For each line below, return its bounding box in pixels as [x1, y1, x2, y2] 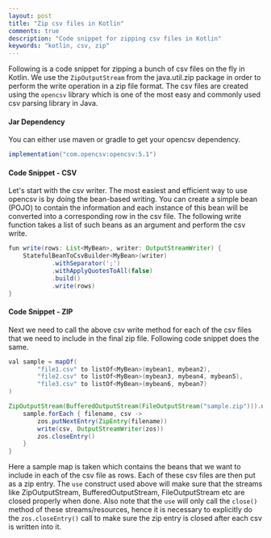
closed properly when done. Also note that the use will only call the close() [8, 496, 258, 506]
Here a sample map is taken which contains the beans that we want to [8, 462, 241, 472]
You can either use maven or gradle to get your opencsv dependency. [8, 135, 240, 145]
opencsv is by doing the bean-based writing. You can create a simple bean [8, 195, 258, 204]
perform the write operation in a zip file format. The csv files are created [8, 82, 248, 91]
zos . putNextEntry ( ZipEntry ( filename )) [37, 417, 168, 425]
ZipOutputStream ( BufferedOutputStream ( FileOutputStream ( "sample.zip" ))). [8, 402, 262, 410]
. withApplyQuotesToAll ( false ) [51, 267, 153, 275]
